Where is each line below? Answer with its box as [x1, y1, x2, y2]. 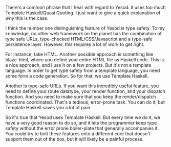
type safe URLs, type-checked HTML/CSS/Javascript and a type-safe [5, 36, 153, 42]
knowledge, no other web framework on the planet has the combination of [5, 31, 162, 36]
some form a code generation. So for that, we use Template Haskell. [5, 73, 149, 79]
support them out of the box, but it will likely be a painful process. [5, 136, 144, 142]
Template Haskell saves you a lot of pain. [5, 105, 92, 110]
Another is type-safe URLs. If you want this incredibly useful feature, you [5, 83, 159, 89]
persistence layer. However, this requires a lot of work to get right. [5, 41, 145, 47]
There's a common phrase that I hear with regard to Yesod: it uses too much [5, 5, 166, 10]
